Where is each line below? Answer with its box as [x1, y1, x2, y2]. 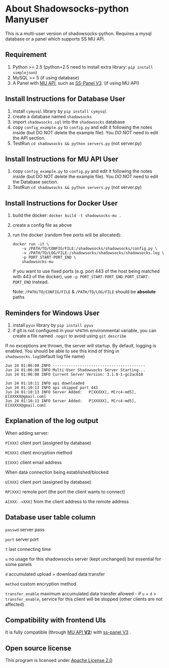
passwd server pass [5, 526, 45, 533]
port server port [5, 536, 39, 542]
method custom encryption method [5, 581, 77, 587]
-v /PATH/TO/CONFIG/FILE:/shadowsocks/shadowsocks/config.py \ [22, 246, 157, 251]
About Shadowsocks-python [5, 3, 129, 15]
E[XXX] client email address [5, 459, 62, 465]
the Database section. [12, 179, 59, 185]
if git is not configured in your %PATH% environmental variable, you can [12, 328, 157, 333]
